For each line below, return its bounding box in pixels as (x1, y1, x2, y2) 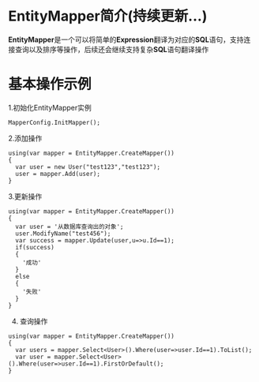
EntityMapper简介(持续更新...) (8, 7, 208, 25)
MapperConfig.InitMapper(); (8, 118, 101, 126)
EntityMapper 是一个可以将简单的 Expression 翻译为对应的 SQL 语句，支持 (8, 35, 244, 44)
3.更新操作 (8, 191, 43, 201)
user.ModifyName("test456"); (15, 230, 111, 238)
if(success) (15, 243, 55, 251)
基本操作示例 (8, 76, 92, 93)
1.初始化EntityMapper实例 (8, 103, 92, 112)
